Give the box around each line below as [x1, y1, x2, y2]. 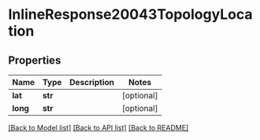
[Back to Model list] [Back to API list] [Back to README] [8, 123, 189, 132]
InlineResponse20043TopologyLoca [8, 6, 253, 24]
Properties [8, 53, 61, 67]
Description [69, 77, 114, 87]
